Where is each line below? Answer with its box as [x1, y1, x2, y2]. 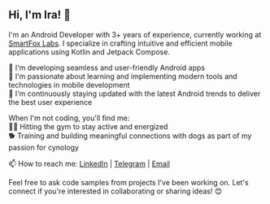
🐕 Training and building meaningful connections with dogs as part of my [8, 131, 252, 141]
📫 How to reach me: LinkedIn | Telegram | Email [8, 158, 171, 168]
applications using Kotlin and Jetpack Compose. [8, 46, 171, 57]
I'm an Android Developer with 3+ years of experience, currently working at [8, 29, 262, 39]
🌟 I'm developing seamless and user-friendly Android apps [8, 63, 206, 72]
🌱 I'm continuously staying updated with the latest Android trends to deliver [8, 89, 261, 98]
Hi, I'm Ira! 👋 [8, 8, 72, 22]
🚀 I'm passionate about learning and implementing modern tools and [8, 71, 237, 81]
